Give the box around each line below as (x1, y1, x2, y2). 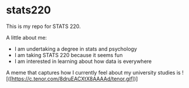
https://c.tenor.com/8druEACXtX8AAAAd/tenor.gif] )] (11, 75, 138, 82)
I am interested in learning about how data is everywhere (14, 58, 152, 65)
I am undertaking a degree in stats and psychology (14, 45, 138, 52)
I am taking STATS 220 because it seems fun (14, 51, 123, 58)
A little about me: (6, 34, 47, 41)
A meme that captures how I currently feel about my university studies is (6, 69, 181, 76)
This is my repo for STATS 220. (6, 23, 81, 30)
